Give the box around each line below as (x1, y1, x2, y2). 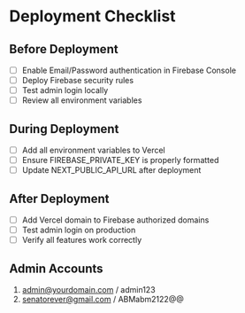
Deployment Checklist (9, 6, 176, 27)
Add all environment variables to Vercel (21, 145, 165, 156)
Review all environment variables (21, 95, 142, 106)
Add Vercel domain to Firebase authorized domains (21, 215, 210, 225)
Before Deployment (9, 42, 119, 57)
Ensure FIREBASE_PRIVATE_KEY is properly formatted (21, 155, 219, 166)
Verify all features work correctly (21, 235, 142, 246)
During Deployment (9, 121, 119, 137)
